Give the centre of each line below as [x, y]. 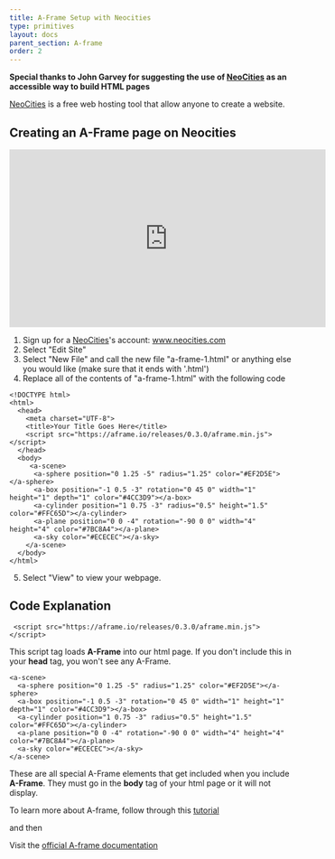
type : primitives [42, 26]
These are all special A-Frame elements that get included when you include [149, 773]
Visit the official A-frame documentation [84, 845]
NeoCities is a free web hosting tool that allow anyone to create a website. [147, 104]
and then [26, 827]
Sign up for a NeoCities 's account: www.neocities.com [124, 340]
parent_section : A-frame [56, 43]
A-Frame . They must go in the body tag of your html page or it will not [140, 783]
